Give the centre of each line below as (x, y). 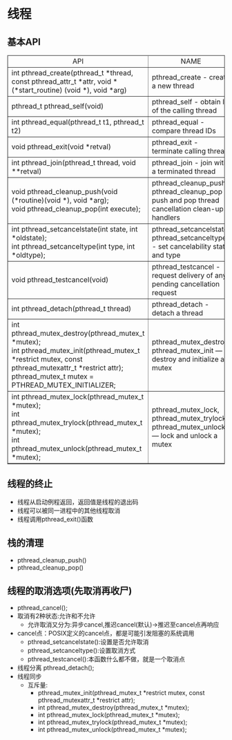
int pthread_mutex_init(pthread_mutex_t (76, 351)
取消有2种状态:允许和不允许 (56, 616)
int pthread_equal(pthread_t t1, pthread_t (78, 122)
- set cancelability (182, 246)
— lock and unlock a (185, 436)
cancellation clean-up (188, 209)
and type (166, 255)
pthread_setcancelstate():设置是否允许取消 (88, 642)
